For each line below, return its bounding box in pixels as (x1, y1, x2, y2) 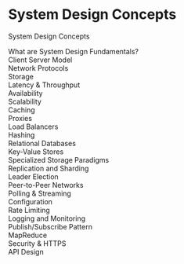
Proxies (8, 113, 33, 123)
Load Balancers (8, 122, 59, 131)
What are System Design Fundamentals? (8, 46, 139, 56)
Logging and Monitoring (8, 214, 86, 223)
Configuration (8, 196, 53, 206)
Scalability (8, 97, 41, 106)
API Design (8, 247, 45, 256)
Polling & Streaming (8, 189, 72, 198)
